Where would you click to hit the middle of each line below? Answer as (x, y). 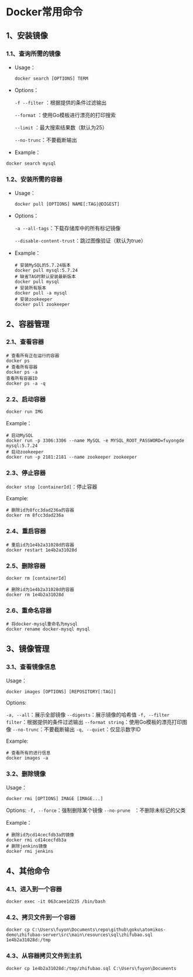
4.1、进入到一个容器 (34, 889)
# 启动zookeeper (25, 452)
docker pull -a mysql (41, 293)
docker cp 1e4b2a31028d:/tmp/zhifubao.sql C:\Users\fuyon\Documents (91, 968)
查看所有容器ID (22, 378)
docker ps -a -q (26, 383)
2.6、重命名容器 (29, 610)
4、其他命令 (28, 871)
